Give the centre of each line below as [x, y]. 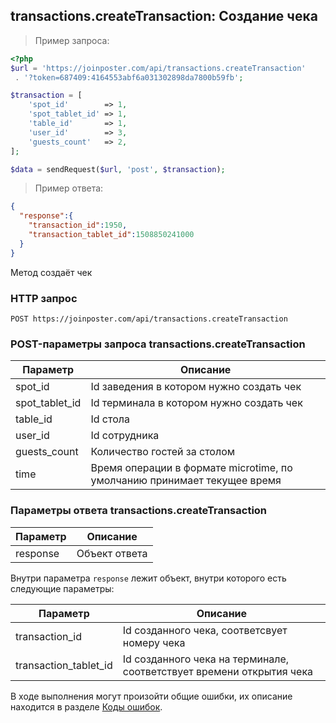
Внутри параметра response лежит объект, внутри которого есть [148, 578]
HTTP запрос [44, 298]
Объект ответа [112, 553]
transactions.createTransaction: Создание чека [164, 16]
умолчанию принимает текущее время [186, 481]
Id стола [110, 419]
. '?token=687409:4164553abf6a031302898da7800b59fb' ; [129, 77]
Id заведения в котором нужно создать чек [196, 387]
